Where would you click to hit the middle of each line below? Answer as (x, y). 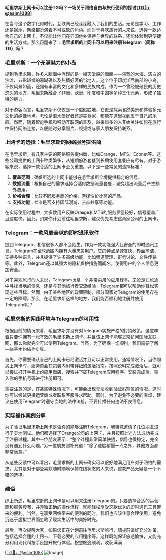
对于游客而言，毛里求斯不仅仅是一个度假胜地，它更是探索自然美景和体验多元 (83, 110)
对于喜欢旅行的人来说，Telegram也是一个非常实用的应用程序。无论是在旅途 (82, 280)
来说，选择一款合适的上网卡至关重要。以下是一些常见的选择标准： (76, 166)
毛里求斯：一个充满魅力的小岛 (41, 63)
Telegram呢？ (19, 304)
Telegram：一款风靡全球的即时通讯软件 (52, 233)
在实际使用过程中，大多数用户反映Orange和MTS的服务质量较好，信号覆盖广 (82, 212)
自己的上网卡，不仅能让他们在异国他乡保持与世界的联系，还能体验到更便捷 (85, 36)
